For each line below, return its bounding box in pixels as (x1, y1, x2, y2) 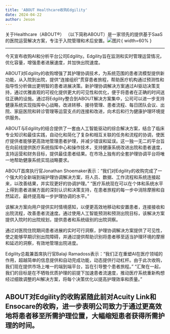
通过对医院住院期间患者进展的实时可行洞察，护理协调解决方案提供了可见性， (5, 228, 165, 234)
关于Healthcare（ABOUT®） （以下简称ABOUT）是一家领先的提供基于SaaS (5, 31, 163, 38)
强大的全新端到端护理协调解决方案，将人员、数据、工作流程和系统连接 (9, 174, 156, 180)
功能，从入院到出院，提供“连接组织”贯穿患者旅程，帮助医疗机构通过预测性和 (5, 77, 164, 83)
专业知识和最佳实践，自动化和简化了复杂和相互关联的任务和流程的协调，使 (5, 132, 160, 138)
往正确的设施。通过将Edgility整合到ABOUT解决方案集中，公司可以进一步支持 (5, 96, 165, 102)
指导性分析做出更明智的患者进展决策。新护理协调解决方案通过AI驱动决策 (5, 83, 156, 89)
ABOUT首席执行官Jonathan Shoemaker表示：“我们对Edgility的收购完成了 (5, 168, 158, 174)
